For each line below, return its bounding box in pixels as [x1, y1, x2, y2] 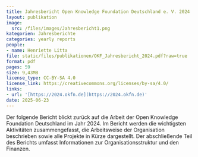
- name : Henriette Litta [6, 48, 68, 54]
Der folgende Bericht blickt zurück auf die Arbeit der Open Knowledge [6, 114, 178, 121]
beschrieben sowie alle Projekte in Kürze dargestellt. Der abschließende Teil [6, 132, 193, 140]
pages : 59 [6, 64, 31, 70]
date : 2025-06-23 [6, 97, 49, 103]
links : [6, 86, 23, 92]
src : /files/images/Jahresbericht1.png [11, 25, 111, 32]
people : [6, 42, 26, 48]
